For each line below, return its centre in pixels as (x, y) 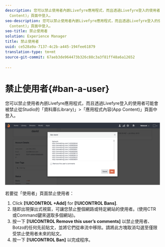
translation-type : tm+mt (30, 52)
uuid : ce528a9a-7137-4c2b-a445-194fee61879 (50, 47)
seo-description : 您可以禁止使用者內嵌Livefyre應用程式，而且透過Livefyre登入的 (82, 21)
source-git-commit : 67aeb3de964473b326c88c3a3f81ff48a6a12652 (70, 57)
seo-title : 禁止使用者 (27, 31)
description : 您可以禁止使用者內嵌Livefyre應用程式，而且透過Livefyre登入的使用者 (83, 10)
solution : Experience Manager (36, 36)
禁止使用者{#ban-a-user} (57, 89)
